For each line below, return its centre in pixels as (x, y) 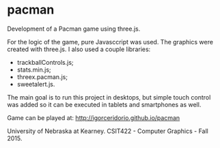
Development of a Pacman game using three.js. (74, 29)
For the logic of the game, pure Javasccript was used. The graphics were (110, 42)
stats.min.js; (34, 70)
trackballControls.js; (45, 62)
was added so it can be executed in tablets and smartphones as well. (104, 104)
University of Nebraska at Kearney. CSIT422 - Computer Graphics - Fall (108, 131)
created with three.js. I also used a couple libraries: (79, 49)
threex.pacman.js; (42, 76)
